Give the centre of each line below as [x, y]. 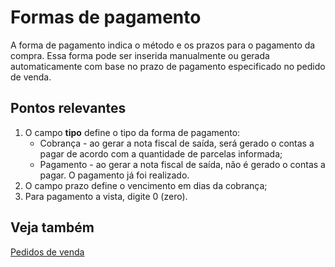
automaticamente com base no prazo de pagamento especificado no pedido [168, 66]
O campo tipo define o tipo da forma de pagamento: [132, 132]
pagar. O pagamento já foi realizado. [114, 175]
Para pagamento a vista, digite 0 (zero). [106, 196]
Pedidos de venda [47, 252]
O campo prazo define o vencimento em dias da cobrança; [146, 185]
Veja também [52, 227]
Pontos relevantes [68, 108]
